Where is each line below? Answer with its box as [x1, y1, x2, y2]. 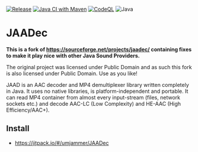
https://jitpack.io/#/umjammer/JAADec [14, 139, 109, 146]
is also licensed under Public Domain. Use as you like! [6, 70, 138, 77]
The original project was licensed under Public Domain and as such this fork [6, 63, 192, 70]
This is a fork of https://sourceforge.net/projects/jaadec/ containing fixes [6, 46, 192, 53]
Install [6, 124, 30, 134]
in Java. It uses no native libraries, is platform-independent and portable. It [6, 88, 189, 95]
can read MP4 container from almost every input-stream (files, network [6, 93, 181, 101]
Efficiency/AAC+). [6, 106, 50, 114]
